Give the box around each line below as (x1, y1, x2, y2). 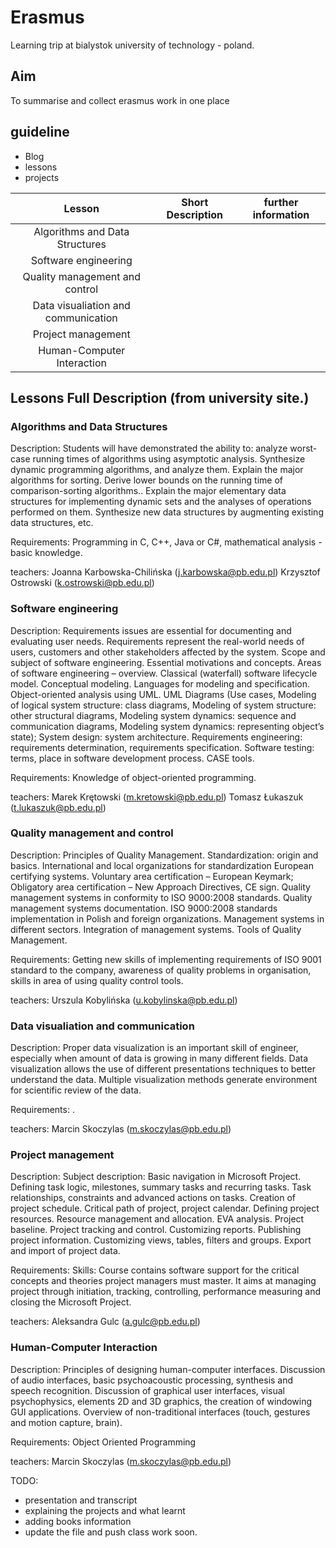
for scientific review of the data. (10, 1084, 142, 1096)
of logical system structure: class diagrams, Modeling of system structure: (10, 699, 317, 711)
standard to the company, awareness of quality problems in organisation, (10, 964, 312, 976)
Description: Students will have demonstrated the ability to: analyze (10, 442, 288, 455)
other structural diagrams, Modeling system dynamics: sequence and (10, 709, 297, 721)
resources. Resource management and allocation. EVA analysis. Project (10, 1213, 305, 1225)
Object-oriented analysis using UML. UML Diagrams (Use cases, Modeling (10, 688, 317, 700)
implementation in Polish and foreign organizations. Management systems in (10, 912, 325, 925)
